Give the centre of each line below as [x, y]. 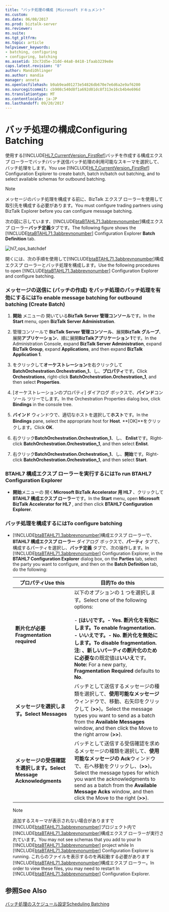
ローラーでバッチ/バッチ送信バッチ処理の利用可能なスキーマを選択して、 [86, 162]
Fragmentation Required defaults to [117, 671]
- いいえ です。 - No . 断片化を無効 [113, 635]
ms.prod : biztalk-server [31, 24]
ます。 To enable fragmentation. [117, 628]
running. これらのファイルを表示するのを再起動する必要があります [81, 856]
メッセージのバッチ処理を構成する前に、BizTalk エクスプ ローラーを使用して [84, 199]
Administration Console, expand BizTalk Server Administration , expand [87, 344]
